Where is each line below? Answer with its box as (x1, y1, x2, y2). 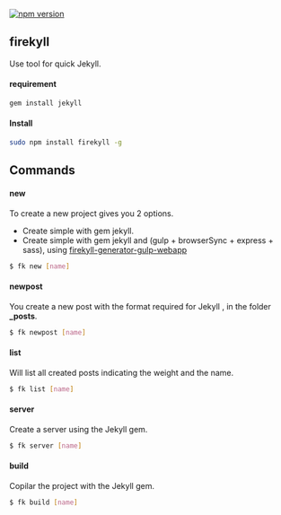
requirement (9, 79, 57, 90)
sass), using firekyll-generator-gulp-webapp (22, 244, 188, 255)
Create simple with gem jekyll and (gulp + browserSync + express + (22, 234, 274, 246)
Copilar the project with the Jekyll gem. (9, 480, 155, 491)
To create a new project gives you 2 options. (9, 207, 174, 219)
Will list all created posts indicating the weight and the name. (9, 367, 234, 378)
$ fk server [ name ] (9, 441, 83, 450)
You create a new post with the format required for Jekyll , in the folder (9, 301, 272, 311)
